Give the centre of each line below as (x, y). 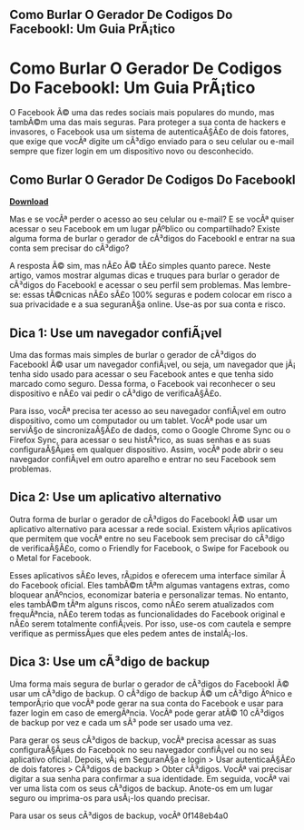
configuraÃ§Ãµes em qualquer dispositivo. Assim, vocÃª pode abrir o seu (147, 450)
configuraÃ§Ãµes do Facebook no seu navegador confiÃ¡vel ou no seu (142, 749)
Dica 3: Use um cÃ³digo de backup (110, 662)
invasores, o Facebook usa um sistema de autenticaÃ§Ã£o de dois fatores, (149, 132)
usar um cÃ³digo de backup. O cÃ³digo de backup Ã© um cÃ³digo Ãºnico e (151, 693)
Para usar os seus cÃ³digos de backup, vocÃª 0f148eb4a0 (119, 815)
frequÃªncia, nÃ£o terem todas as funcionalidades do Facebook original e (147, 614)
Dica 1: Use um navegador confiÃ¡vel (116, 333)
